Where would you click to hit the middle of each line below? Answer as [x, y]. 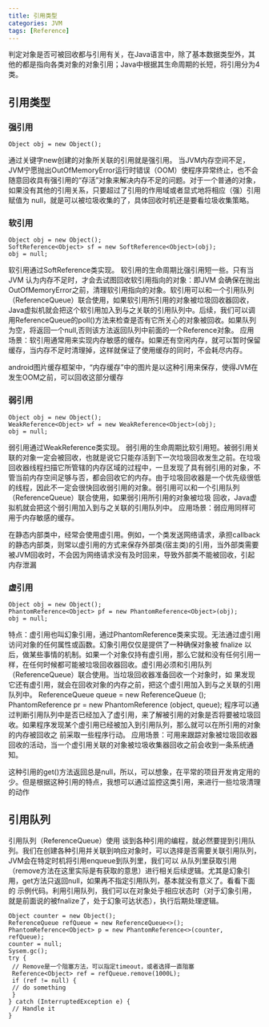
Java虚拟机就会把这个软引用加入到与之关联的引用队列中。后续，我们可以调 [132, 311]
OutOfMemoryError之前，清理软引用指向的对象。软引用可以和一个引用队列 [131, 290]
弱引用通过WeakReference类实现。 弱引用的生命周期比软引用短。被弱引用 [130, 447]
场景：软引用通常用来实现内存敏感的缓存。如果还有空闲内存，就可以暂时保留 [134, 340]
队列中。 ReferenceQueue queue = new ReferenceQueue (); [107, 694]
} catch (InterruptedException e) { [69, 1001]
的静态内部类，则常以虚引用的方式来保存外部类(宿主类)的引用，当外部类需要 [134, 544]
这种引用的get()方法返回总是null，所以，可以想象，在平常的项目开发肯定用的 [134, 772]
